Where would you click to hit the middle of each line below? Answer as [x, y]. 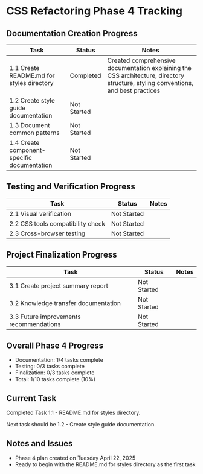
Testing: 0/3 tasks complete [50, 367]
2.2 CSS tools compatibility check [57, 223]
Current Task [31, 398]
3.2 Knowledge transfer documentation [65, 303]
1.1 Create [24, 68]
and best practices [134, 90]
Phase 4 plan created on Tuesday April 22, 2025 [75, 458]
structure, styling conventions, [150, 83]
